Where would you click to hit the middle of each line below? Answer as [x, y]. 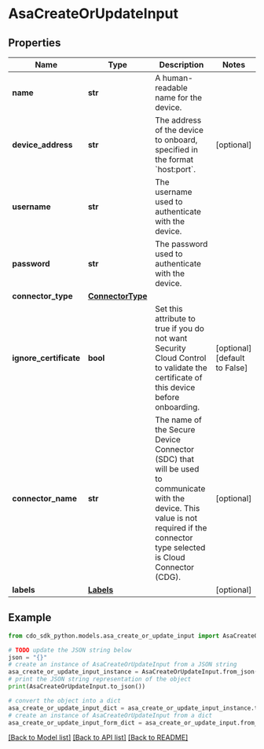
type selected [180, 547]
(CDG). [167, 577]
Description [181, 65]
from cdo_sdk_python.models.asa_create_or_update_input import [114, 636]
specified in [176, 150]
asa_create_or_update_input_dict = [66, 708]
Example [30, 618]
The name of [178, 420]
